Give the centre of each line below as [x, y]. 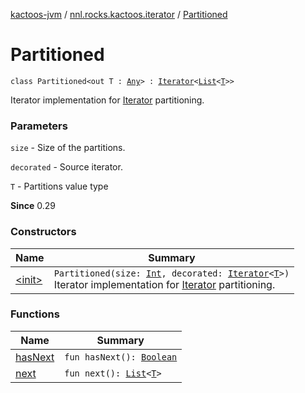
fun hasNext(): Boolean [121, 357]
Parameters [39, 126]
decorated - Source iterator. [66, 167]
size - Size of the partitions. [68, 148]
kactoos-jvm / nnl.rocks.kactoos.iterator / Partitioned [119, 14]
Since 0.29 [33, 206]
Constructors [43, 232]
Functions [35, 314]
